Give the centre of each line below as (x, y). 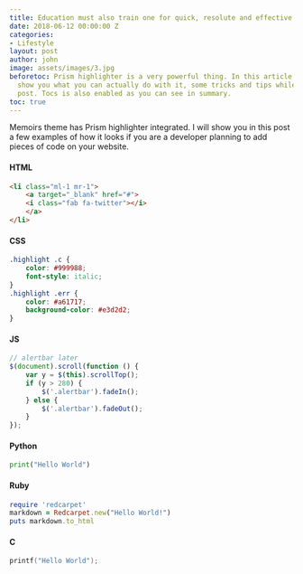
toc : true (28, 102)
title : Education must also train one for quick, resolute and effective (151, 18)
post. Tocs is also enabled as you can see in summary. (124, 93)
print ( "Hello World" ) (50, 465)
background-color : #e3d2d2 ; (78, 310)
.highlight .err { (44, 293)
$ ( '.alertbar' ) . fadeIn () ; (91, 391)
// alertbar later (44, 358)
